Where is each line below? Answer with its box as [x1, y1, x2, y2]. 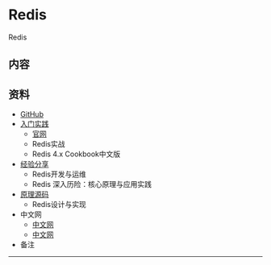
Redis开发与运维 [31, 169, 86, 179]
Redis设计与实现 [31, 200, 86, 209]
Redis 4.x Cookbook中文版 [31, 149, 121, 159]
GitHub [19, 110, 44, 119]
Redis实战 [31, 139, 65, 149]
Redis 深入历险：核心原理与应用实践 [31, 180, 152, 189]
